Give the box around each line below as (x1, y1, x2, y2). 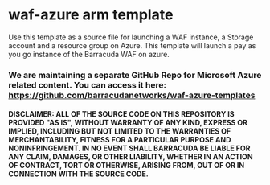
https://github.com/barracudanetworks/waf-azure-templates (8, 89, 256, 101)
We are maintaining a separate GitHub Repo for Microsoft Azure (8, 69, 262, 80)
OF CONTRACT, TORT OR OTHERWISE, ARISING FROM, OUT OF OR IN (8, 161, 245, 171)
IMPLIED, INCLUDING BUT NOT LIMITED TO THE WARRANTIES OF (8, 126, 231, 136)
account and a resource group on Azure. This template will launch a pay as (8, 40, 256, 50)
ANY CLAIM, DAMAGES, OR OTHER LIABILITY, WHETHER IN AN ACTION (8, 152, 253, 162)
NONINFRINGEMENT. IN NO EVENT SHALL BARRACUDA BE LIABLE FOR (8, 143, 251, 154)
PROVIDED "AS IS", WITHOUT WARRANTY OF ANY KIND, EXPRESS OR (8, 118, 247, 128)
